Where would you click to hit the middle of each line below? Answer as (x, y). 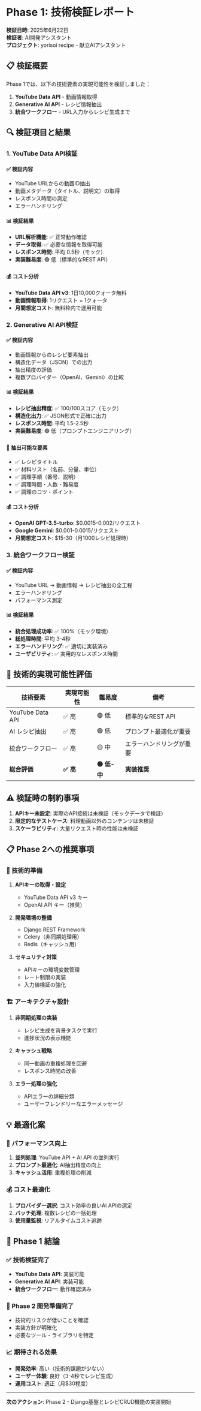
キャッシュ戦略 (33, 1051)
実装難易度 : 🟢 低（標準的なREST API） (63, 260)
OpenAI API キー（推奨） (54, 905)
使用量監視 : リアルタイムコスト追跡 (58, 1220)
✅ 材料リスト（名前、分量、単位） (57, 470)
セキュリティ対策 (36, 957)
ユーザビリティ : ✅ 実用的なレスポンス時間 (66, 654)
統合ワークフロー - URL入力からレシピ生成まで (72, 112)
